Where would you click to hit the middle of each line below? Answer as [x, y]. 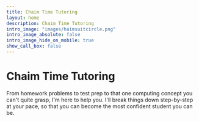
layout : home [23, 18]
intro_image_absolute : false [43, 35]
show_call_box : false [34, 46]
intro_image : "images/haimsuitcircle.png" [61, 29]
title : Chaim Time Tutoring [42, 12]
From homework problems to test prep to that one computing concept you [99, 93]
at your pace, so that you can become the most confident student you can [99, 106]
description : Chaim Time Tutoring [50, 23]
